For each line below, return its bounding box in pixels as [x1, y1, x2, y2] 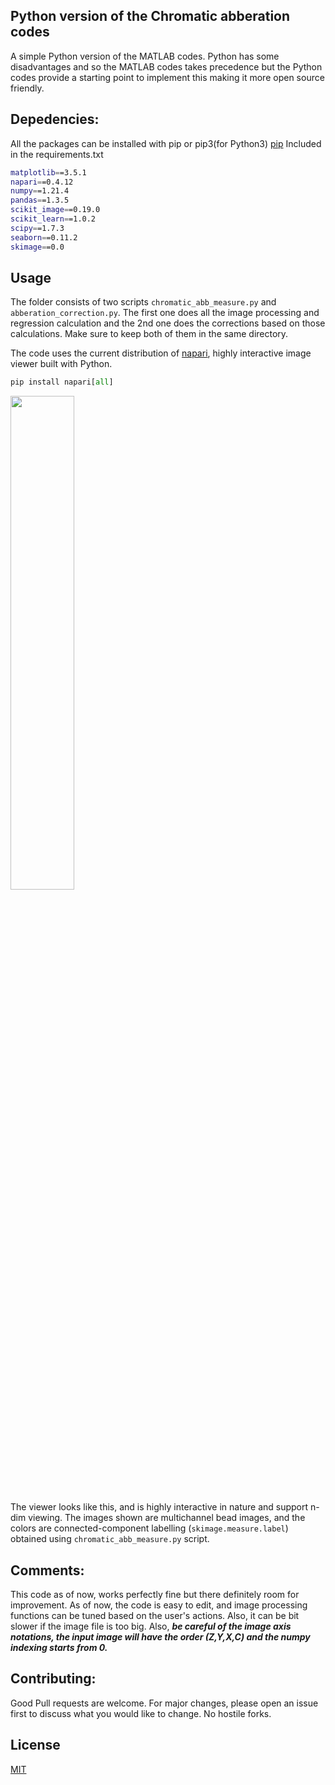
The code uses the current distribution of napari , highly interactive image [10, 347, 312, 359]
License [10, 1737, 61, 1754]
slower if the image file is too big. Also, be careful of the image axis [10, 1620, 292, 1632]
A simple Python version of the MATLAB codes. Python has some [10, 50, 280, 62]
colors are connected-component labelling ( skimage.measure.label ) [10, 1522, 289, 1534]
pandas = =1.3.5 [10, 195, 70, 206]
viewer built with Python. [10, 358, 113, 370]
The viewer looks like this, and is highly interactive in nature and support [10, 1501, 309, 1513]
